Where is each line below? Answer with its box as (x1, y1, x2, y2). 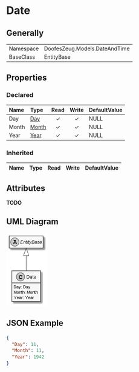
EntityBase (44, 53, 71, 61)
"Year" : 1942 (11, 354, 45, 360)
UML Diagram (6, 216, 59, 227)
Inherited (6, 148, 34, 157)
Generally (6, 28, 44, 38)
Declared (6, 90, 34, 99)
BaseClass (8, 53, 35, 61)
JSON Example (6, 318, 63, 328)
